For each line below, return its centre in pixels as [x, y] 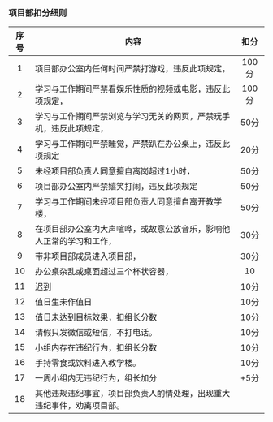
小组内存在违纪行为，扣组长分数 [96, 348]
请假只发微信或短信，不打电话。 [96, 333]
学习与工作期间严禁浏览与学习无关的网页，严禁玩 [129, 117]
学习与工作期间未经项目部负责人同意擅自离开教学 [129, 202]
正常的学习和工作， [80, 241]
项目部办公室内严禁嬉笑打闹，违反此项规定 [117, 187]
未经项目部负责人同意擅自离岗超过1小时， [115, 171]
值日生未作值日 [64, 302]
